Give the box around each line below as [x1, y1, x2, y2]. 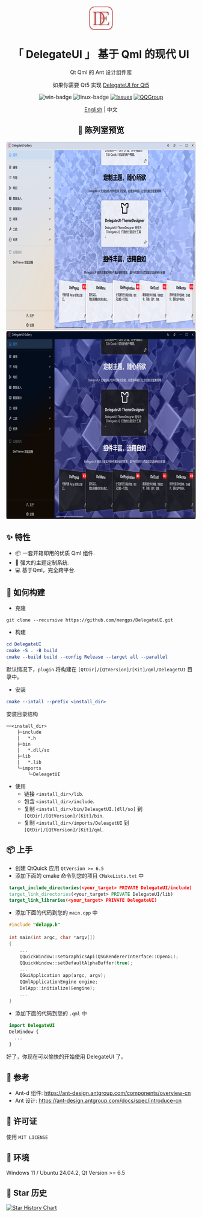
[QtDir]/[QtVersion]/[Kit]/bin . [23, 812, 104, 819]
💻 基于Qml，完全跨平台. [14, 566, 76, 573]
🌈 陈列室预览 [78, 125, 124, 135]
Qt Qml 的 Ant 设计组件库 [70, 69, 132, 76]
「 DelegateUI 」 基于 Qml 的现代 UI [13, 48, 189, 61]
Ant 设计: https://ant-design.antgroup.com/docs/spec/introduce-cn [14, 1097, 182, 1104]
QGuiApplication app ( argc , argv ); [19, 973, 106, 979]
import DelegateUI [8, 1022, 55, 1028]
